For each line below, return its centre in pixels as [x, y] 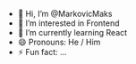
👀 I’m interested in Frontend [68, 23]
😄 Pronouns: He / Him [59, 42]
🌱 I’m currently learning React [72, 32]
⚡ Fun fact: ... [42, 52]
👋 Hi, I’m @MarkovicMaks [65, 14]
